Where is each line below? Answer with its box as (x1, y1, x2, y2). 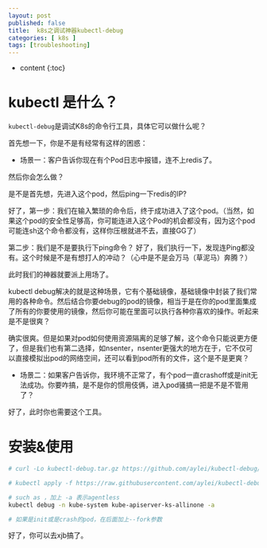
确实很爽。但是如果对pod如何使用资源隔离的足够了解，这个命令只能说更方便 (8, 334, 258, 343)
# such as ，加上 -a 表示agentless (8, 493, 121, 502)
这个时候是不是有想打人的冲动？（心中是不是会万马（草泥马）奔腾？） (21, 252, 252, 263)
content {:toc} (19, 63, 66, 72)
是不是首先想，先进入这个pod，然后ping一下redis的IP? (8, 189, 187, 199)
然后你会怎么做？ (8, 172, 64, 182)
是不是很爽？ (8, 316, 50, 327)
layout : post (8, 11, 52, 20)
